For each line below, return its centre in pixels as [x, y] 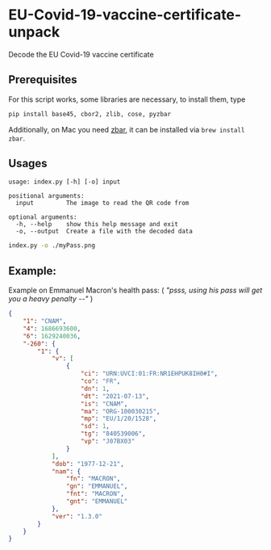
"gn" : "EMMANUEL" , [97, 486]
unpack [34, 32]
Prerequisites [43, 80]
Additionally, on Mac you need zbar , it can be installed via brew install [127, 129]
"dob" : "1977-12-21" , [88, 464]
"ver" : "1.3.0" [77, 516]
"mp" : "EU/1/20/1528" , [119, 419]
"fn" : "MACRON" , [93, 479]
